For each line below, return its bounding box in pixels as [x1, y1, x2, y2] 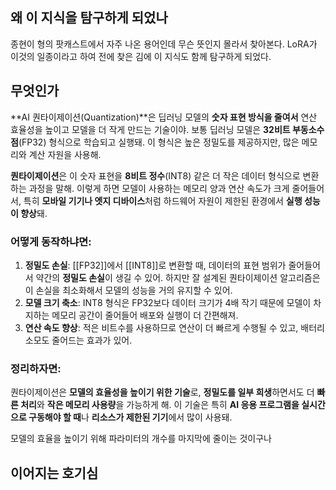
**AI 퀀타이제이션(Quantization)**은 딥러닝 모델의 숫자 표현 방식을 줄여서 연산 [10, 111, 318, 123]
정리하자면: [10, 361, 62, 375]
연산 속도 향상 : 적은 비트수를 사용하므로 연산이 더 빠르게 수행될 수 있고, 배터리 [24, 321, 325, 333]
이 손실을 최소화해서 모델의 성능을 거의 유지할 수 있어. [24, 284, 233, 296]
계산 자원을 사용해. [28, 148, 102, 160]
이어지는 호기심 [10, 464, 99, 482]
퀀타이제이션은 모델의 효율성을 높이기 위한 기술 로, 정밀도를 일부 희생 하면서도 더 [10, 386, 315, 398]
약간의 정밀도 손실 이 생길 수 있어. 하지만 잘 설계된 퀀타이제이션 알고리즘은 [35, 271, 321, 283]
